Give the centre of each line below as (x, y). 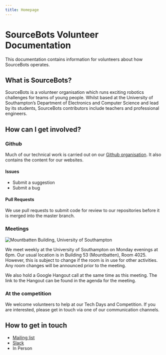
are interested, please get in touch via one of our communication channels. (82, 310)
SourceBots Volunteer (52, 34)
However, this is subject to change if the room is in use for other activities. (81, 260)
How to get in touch (36, 326)
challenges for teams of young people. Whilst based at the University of (79, 98)
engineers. (16, 114)
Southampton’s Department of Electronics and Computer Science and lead (82, 103)
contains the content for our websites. (44, 160)
